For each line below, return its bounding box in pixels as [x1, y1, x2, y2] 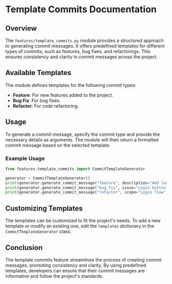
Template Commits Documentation [5, 4, 157, 15]
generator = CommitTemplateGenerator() [5, 175, 91, 181]
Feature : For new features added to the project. [12, 92, 114, 98]
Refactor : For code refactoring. [12, 103, 79, 109]
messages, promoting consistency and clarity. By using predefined [5, 262, 146, 268]
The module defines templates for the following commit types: [5, 82, 137, 88]
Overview [5, 24, 37, 33]
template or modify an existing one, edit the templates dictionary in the [5, 223, 155, 229]
